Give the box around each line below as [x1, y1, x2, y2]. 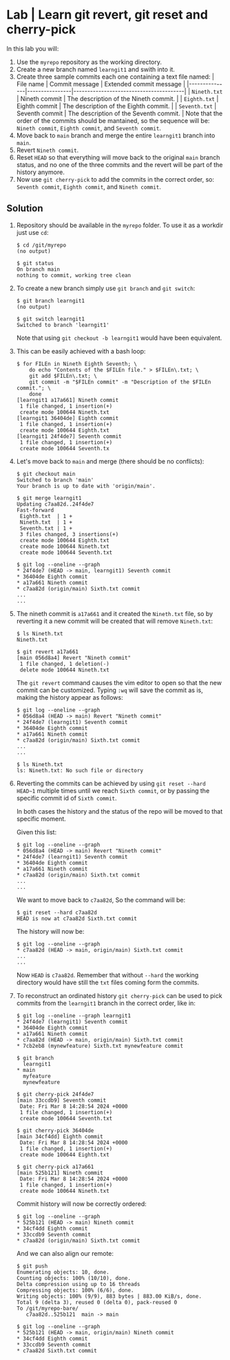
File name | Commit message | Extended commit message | [16, 79, 186, 88]
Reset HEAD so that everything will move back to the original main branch [16, 153, 220, 162]
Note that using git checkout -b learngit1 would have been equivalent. [16, 334, 222, 342]
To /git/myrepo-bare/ [16, 1305, 79, 1312]
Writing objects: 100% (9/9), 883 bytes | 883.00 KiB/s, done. [16, 1292, 202, 1300]
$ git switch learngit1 [16, 315, 85, 323]
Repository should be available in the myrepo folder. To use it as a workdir [16, 221, 224, 229]
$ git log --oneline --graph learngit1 [16, 1012, 132, 1019]
